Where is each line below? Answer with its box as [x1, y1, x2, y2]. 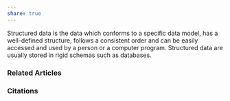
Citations [7, 87, 38, 96]
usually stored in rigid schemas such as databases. [7, 51, 152, 59]
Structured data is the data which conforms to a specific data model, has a [7, 29, 218, 37]
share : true [7, 10, 41, 17]
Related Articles [7, 68, 62, 78]
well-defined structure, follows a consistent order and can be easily [7, 36, 198, 45]
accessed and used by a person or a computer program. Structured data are [7, 43, 223, 52]
